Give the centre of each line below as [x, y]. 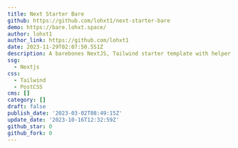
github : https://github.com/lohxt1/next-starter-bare [89, 21]
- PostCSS [28, 87]
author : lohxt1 [30, 34]
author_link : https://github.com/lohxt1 [68, 41]
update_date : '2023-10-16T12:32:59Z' [63, 120]
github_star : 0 [30, 126]
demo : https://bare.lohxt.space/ [57, 27]
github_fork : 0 [30, 133]
